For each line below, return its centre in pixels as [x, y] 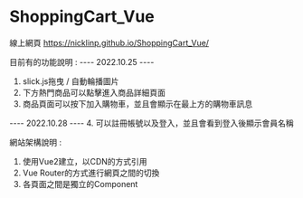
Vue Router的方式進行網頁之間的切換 [91, 173]
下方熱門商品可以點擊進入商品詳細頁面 [94, 92]
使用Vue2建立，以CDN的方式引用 [85, 161]
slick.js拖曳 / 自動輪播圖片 [71, 81]
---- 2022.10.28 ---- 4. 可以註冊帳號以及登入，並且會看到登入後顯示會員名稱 [151, 123]
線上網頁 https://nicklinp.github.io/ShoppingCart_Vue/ [109, 42]
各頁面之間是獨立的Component [80, 184]
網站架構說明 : [35, 142]
